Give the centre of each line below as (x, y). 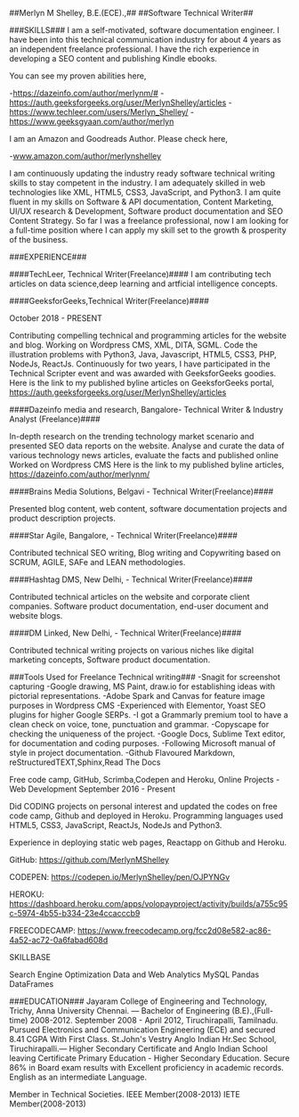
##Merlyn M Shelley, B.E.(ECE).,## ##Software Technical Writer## (131, 13)
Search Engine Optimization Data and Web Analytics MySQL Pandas (134, 974)
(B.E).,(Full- (253, 1010)
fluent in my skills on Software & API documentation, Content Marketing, (141, 201)
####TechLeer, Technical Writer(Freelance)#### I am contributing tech (140, 274)
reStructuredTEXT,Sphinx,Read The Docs (85, 762)
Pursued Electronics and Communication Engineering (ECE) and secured (142, 1030)
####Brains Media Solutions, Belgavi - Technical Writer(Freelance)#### (141, 491)
